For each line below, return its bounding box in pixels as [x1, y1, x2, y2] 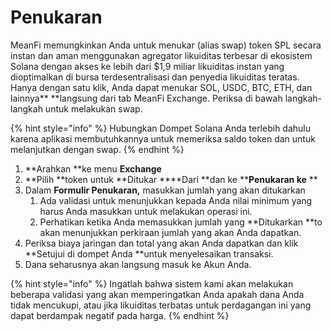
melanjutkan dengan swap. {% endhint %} [10, 143, 185, 155]
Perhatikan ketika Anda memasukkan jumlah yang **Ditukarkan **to [39, 216, 323, 228]
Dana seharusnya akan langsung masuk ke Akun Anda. [24, 258, 252, 270]
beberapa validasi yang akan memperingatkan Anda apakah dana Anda [10, 288, 305, 300]
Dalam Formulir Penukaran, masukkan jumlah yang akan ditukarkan [24, 184, 306, 196]
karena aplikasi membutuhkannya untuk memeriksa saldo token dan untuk [10, 132, 316, 145]
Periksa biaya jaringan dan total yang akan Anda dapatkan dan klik [24, 237, 299, 249]
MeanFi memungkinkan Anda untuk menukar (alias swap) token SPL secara [10, 39, 322, 51]
